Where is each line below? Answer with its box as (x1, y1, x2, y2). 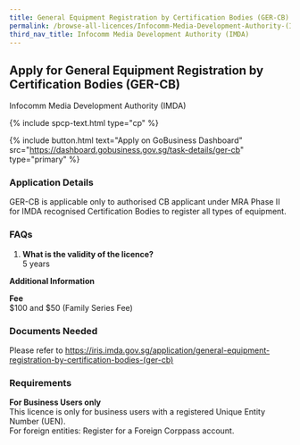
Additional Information (9, 275, 96, 286)
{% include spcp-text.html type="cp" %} (9, 118, 159, 129)
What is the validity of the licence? (21, 248, 154, 259)
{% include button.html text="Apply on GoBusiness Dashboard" (9, 135, 243, 146)
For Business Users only (9, 397, 102, 407)
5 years (21, 258, 51, 269)
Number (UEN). (9, 416, 66, 427)
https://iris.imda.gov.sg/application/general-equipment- (65, 345, 271, 356)
